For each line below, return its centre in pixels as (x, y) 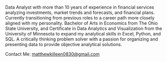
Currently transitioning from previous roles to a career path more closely (80, 18)
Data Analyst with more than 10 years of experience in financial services (80, 7)
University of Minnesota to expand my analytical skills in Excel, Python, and (83, 34)
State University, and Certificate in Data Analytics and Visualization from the (84, 28)
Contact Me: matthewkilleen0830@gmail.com (52, 54)
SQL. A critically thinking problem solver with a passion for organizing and (81, 39)
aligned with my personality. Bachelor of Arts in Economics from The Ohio (81, 23)
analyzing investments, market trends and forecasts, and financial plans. (80, 12)
